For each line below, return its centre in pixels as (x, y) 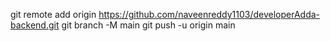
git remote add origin (53, 14)
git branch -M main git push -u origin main (148, 25)
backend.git (35, 25)
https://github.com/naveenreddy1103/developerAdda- (209, 14)
